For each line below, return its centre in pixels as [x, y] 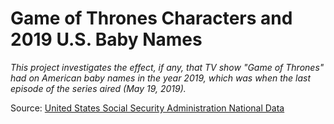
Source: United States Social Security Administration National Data [147, 108]
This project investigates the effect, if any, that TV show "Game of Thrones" [167, 67]
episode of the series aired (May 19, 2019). [98, 88]
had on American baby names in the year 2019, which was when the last [161, 78]
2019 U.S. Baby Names [106, 39]
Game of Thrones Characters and [151, 18]
